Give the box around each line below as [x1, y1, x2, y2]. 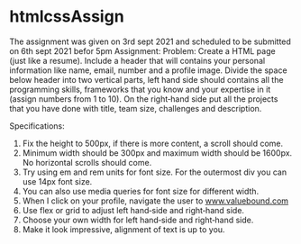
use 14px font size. [22, 176, 93, 186]
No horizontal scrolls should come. [22, 157, 152, 167]
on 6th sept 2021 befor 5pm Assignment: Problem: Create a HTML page [9, 45, 277, 56]
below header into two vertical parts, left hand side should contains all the [9, 74, 284, 85]
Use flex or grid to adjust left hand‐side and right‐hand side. [22, 204, 245, 215]
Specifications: [9, 120, 65, 131]
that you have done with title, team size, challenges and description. [9, 103, 262, 113]
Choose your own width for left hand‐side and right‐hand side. [22, 214, 254, 225]
